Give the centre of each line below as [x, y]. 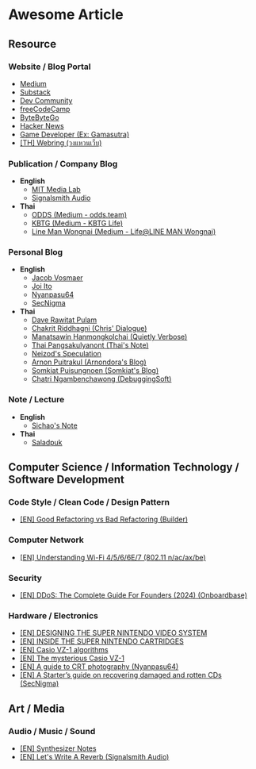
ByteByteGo [39, 117]
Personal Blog [36, 252]
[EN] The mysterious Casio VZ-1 [72, 658]
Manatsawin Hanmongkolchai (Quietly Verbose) [109, 337]
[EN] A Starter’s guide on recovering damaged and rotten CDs [120, 675]
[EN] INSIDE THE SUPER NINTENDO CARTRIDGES [101, 641]
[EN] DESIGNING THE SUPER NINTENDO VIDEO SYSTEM [113, 633]
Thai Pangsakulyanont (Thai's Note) [90, 345]
